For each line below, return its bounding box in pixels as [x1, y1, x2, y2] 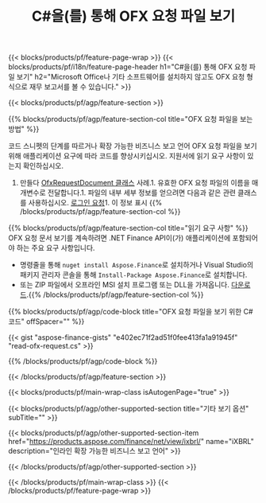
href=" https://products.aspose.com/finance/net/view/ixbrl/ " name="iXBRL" [8, 437, 254, 446]
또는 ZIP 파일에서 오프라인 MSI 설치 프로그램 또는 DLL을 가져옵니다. [19, 280, 230, 290]
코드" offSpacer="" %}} [8, 317, 85, 326]
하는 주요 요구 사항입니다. [16, 244, 95, 253]
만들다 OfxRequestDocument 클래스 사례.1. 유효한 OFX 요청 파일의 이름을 [19, 178, 250, 188]
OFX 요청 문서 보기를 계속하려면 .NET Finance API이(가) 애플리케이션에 [8, 233, 231, 243]
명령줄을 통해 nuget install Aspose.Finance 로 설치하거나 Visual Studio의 [19, 260, 254, 270]
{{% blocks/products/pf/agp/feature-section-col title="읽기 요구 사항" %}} [8, 224, 249, 233]
